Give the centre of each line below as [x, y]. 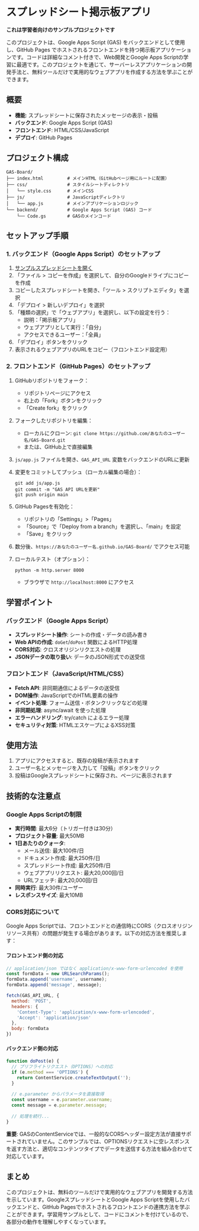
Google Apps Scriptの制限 [44, 814]
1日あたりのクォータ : [40, 843]
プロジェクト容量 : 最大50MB [49, 836]
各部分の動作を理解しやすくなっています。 [58, 1222]
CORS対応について [33, 912]
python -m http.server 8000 [49, 570]
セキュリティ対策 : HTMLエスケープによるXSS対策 [75, 725]
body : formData [30, 1029]
